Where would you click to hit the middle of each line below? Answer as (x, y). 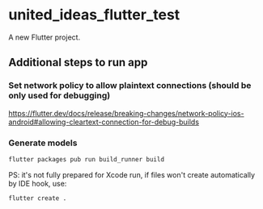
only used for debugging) (59, 96)
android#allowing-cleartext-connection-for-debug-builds (104, 122)
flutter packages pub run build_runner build (86, 159)
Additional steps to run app (78, 63)
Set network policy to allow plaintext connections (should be (130, 86)
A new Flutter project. (45, 37)
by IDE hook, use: (38, 183)
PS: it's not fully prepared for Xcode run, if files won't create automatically (132, 174)
